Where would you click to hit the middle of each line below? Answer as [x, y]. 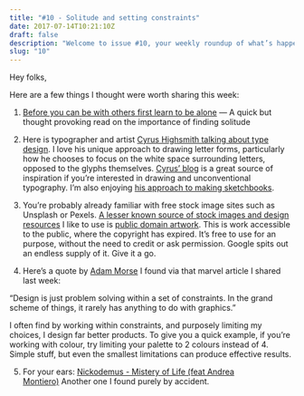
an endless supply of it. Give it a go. [89, 254]
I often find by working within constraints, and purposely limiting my [136, 325]
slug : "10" [30, 52]
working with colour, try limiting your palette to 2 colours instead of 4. [139, 344]
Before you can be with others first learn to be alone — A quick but [147, 112]
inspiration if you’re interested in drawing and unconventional [137, 179]
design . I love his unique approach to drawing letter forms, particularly [153, 150]
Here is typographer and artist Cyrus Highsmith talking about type [146, 140]
